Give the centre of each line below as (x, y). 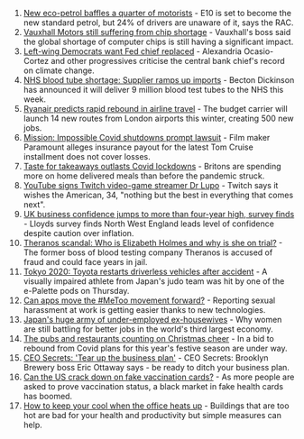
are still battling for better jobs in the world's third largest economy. (148, 329)
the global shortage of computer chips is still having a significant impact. (158, 41)
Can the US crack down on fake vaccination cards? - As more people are (159, 377)
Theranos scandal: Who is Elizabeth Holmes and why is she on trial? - (153, 243)
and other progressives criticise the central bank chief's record (167, 61)
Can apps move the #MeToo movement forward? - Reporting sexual (149, 300)
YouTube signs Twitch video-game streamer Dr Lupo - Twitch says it (151, 185)
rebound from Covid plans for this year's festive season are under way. (155, 348)
